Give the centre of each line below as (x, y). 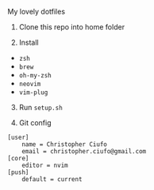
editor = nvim (45, 165)
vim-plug (33, 93)
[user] (18, 137)
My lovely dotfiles (36, 12)
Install (29, 42)
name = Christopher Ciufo (65, 144)
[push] (18, 172)
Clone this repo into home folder (71, 27)
